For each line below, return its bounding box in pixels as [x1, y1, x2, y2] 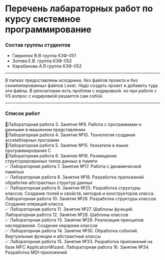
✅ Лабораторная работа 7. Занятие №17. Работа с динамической [5, 163, 141, 169]
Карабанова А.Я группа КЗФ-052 [12, 63, 82, 69]
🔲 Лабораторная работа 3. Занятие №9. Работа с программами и [5, 121, 141, 127]
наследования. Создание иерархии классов [5, 223, 98, 228]
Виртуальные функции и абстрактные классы [5, 233, 101, 239]
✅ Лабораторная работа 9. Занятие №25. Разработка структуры [5, 185, 141, 190]
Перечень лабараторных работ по [5, 3, 153, 14]
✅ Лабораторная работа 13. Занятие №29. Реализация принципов [5, 217, 144, 223]
